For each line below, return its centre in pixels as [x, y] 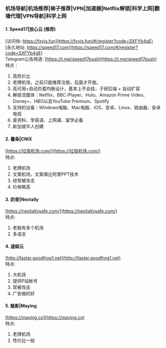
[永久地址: [16, 47]
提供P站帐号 [25, 281]
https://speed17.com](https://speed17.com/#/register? [82, 47]
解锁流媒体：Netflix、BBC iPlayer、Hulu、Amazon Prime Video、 [80, 95]
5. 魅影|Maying [21, 306]
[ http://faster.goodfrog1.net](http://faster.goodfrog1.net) [63, 258]
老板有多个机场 [28, 228]
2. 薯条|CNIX [19, 139]
